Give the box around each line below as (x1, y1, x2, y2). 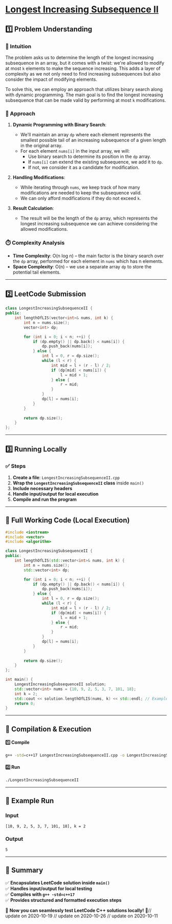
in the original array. (20, 142, 63, 149)
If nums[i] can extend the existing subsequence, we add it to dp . (28, 159, 163, 165)
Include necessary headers (12, 485, 73, 492)
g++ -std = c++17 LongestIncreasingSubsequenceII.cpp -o (5, 752, 125, 758)
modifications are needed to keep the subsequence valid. (20, 190, 142, 196)
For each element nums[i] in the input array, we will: (20, 148, 130, 154)
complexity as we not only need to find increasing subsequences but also (5, 70, 161, 77)
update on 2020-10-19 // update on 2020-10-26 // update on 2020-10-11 (5, 913, 158, 919)
